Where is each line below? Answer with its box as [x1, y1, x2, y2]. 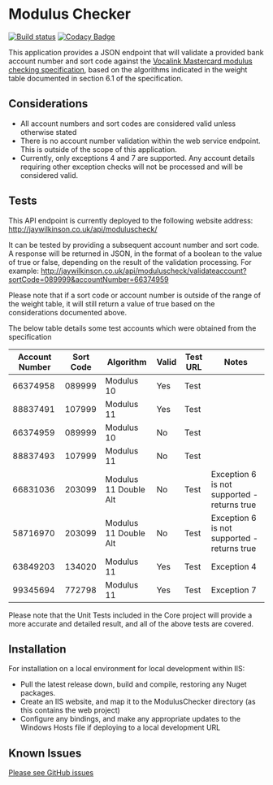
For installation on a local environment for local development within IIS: [8, 664, 245, 674]
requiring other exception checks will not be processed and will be [19, 162, 244, 171]
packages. [19, 688, 56, 698]
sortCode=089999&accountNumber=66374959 [8, 274, 169, 284]
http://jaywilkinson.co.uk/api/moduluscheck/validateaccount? [40, 266, 247, 275]
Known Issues [8, 746, 82, 760]
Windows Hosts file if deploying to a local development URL [19, 722, 221, 732]
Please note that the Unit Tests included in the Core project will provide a [8, 610, 253, 620]
